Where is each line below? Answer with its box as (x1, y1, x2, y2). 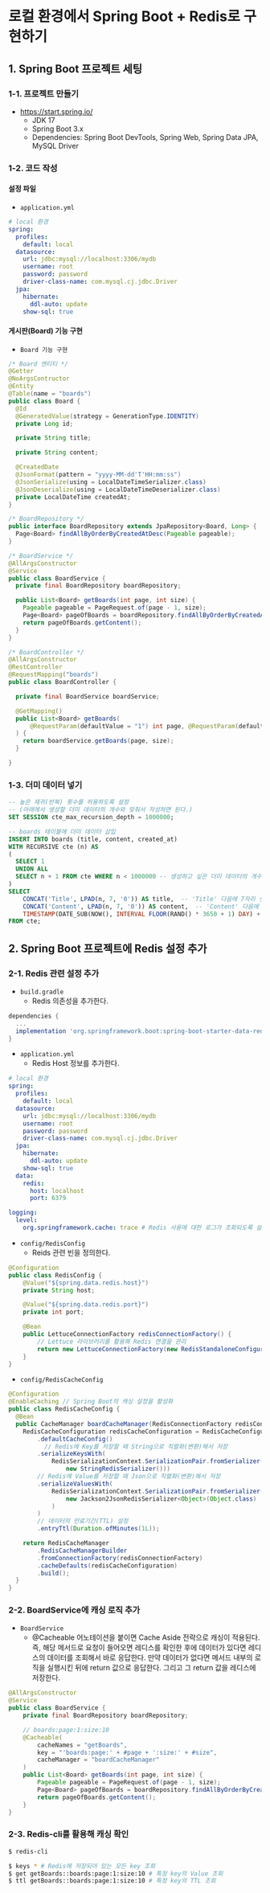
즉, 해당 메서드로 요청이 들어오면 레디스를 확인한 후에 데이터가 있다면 (31, 1643, 247, 1653)
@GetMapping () (15, 707, 63, 715)
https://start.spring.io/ (19, 106, 93, 117)
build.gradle (19, 988, 64, 996)
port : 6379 (29, 1194, 67, 1203)
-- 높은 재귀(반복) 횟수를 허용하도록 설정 (8, 798, 129, 806)
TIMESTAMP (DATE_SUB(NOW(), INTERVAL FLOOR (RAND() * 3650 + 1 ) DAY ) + (22, 910, 261, 918)
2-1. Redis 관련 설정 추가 (8, 968, 99, 979)
